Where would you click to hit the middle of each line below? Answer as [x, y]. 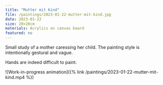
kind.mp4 [15, 77]
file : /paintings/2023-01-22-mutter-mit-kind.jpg [58, 14]
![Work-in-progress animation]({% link [45, 72]
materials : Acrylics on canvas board [45, 28]
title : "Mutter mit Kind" [32, 10]
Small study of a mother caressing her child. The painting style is [72, 47]
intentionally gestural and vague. [39, 52]
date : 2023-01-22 [23, 19]
